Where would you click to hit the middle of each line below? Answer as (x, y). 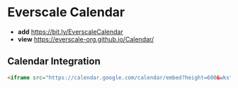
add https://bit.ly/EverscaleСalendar (70, 32)
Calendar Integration (54, 62)
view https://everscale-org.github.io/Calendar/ (86, 39)
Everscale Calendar (66, 12)
